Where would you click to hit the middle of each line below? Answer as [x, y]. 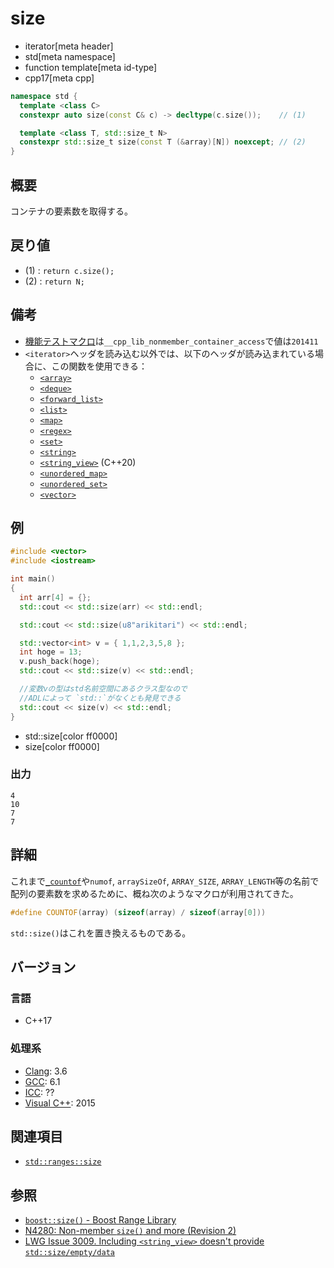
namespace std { [44, 96]
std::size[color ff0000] [71, 736]
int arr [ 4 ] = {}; [55, 597]
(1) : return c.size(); [69, 270]
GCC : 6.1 [42, 1081]
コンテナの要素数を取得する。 [71, 211]
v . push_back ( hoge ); [60, 662]
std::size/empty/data [69, 1253]
